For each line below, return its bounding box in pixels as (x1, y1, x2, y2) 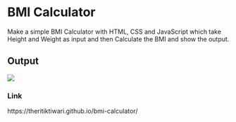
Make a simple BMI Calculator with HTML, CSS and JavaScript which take (7, 27, 222, 36)
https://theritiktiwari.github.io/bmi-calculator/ (7, 107, 138, 116)
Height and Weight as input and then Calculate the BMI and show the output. (7, 34, 230, 43)
